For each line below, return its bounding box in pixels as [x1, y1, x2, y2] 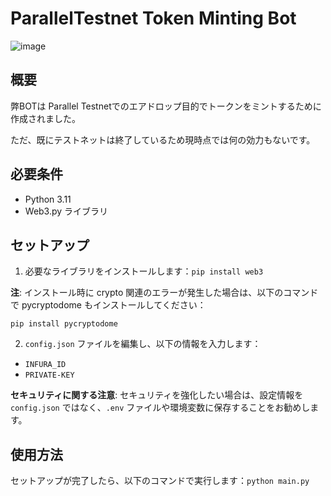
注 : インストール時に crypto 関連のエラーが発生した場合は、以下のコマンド [10, 287, 319, 299]
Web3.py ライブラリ [24, 205, 109, 217]
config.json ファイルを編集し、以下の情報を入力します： [24, 338, 262, 350]
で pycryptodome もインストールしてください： [10, 299, 207, 311]
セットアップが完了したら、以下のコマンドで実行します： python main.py [10, 475, 310, 487]
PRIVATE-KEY [24, 370, 75, 381]
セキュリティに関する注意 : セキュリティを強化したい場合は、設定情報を [10, 389, 304, 401]
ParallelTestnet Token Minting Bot [10, 7, 297, 30]
